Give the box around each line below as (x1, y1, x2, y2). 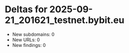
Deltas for (5, 4, 48, 15)
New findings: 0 (12, 42, 46, 48)
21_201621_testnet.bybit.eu (5, 14, 125, 26)
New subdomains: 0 (12, 31, 55, 37)
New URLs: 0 (12, 37, 40, 43)
